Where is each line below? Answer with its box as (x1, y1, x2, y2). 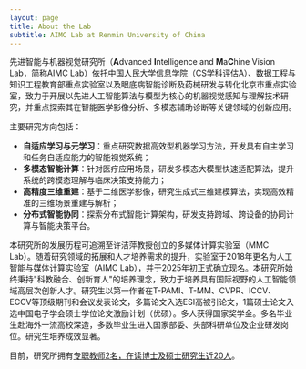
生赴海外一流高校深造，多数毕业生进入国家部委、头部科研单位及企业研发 (9, 320, 280, 331)
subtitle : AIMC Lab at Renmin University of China (9, 30, 206, 39)
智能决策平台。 (38, 220, 96, 231)
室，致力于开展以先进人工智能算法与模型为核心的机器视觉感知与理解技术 (9, 90, 280, 101)
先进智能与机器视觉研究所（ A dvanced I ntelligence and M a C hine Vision (9, 56, 276, 67)
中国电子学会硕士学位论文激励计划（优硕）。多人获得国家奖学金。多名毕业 (16, 308, 293, 319)
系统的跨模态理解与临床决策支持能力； (22, 175, 167, 186)
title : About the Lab (9, 22, 92, 31)
